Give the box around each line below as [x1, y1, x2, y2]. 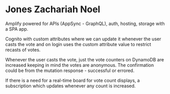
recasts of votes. [5, 46, 41, 53]
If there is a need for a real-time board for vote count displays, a [5, 77, 140, 83]
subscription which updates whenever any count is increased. [5, 83, 136, 89]
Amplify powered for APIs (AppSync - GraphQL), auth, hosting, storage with [5, 20, 165, 27]
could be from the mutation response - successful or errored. [5, 67, 135, 74]
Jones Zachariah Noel [5, 4, 101, 15]
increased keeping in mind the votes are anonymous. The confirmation [5, 62, 154, 68]
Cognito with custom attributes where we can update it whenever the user [5, 36, 161, 42]
